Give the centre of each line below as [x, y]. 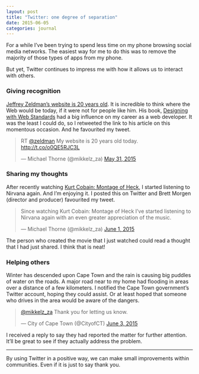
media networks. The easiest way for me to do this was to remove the [91, 52]
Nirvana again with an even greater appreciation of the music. [96, 217]
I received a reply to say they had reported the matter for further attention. [97, 335]
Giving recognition [33, 91]
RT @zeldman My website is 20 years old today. [79, 141]
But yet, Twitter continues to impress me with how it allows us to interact [94, 70]
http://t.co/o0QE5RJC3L [50, 147]
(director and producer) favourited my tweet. [61, 199]
